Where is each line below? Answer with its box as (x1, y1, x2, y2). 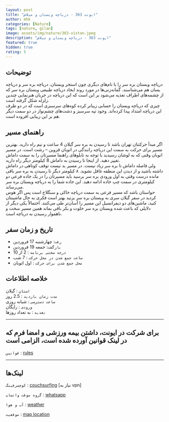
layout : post (6, 7, 33, 13)
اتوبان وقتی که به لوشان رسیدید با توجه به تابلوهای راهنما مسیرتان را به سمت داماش (6, 152, 162, 158)
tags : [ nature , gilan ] (6, 26, 53, 31)
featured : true (6, 40, 38, 45)
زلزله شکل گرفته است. (6, 97, 50, 103)
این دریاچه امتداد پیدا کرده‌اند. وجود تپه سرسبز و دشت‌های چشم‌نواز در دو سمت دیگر (6, 108, 162, 114)
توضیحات (6, 68, 32, 76)
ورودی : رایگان (6, 303, 33, 309)
